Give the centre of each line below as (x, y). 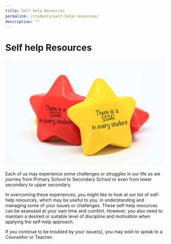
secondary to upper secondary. (38, 185)
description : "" (22, 21)
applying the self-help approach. (40, 222)
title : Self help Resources (35, 11)
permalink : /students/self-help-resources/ (52, 16)
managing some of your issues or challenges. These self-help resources (81, 206)
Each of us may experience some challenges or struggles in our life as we (83, 174)
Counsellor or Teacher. (29, 237)
